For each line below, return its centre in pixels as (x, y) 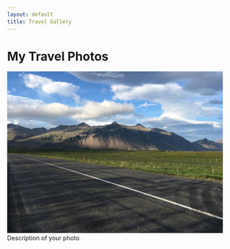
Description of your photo (43, 238)
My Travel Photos (58, 56)
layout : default (30, 14)
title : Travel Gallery (39, 22)
